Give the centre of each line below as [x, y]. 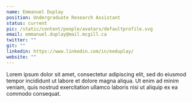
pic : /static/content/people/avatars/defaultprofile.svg [80, 29]
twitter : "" [21, 40]
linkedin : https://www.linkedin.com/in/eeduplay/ [70, 51]
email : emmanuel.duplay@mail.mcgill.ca [57, 35]
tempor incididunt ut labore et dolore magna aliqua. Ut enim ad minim [93, 81]
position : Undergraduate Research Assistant [63, 18]
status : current [27, 23]
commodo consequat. [34, 93]
